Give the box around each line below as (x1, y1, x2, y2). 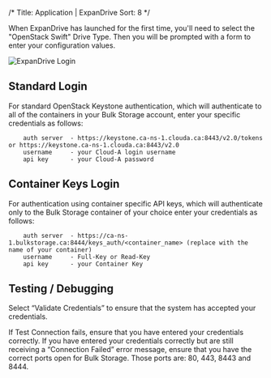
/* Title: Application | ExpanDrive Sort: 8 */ (8, 8, 150, 17)
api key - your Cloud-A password (23, 155, 154, 164)
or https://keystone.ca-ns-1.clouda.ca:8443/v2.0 (8, 141, 180, 149)
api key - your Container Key (23, 260, 144, 268)
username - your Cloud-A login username (23, 148, 176, 156)
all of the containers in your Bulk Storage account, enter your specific (8, 109, 241, 119)
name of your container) (8, 245, 92, 254)
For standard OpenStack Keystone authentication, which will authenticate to (8, 101, 262, 111)
